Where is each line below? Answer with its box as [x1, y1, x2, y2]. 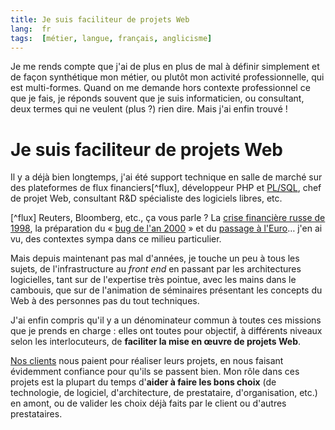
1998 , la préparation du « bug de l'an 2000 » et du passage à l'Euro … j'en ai [10, 222, 323, 235]
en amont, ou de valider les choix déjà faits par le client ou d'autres [10, 397, 287, 410]
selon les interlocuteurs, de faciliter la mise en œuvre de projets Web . [10, 336, 302, 348]
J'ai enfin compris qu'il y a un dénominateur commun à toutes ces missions [10, 314, 322, 326]
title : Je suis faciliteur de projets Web [10, 14, 190, 25]
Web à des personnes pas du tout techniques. [10, 295, 200, 307]
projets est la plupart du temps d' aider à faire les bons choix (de [10, 376, 277, 388]
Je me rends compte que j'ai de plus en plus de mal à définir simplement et [10, 61, 320, 73]
